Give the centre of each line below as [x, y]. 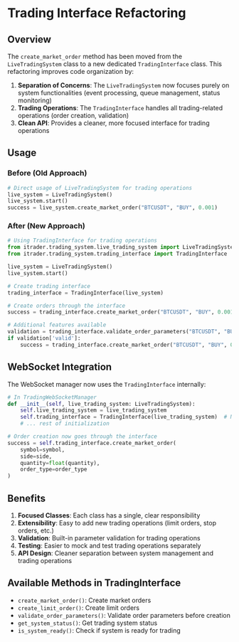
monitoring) [34, 100]
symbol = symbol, [43, 449]
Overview [30, 39]
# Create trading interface [49, 286]
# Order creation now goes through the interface [83, 437]
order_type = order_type [54, 470]
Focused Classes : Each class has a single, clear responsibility [109, 515]
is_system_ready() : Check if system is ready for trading [99, 630]
